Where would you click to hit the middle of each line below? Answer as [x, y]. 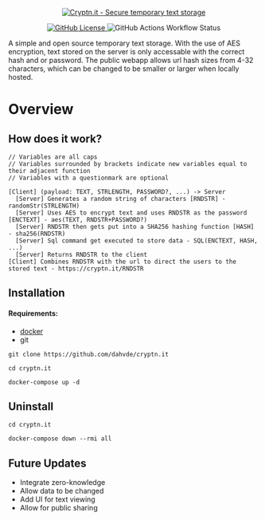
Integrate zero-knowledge [62, 483]
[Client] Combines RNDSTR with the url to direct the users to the [123, 262]
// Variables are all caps [53, 157]
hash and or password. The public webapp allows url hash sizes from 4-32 [131, 60]
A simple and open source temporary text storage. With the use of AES [125, 43]
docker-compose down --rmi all [60, 439]
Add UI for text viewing [57, 499]
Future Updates [47, 463]
